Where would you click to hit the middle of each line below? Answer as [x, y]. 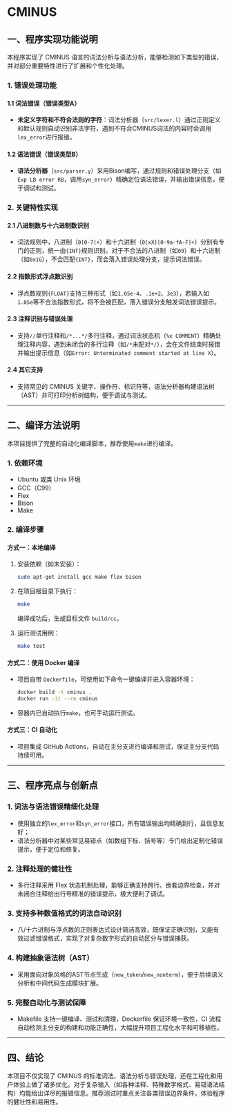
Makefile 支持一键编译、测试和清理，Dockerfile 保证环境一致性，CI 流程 [119, 1019]
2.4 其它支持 [25, 370]
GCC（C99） [36, 488]
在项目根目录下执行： [47, 591]
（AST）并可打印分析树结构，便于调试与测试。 [84, 395]
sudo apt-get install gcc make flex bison [79, 577]
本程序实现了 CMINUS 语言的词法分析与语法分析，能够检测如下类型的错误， [115, 57]
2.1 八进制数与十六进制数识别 [48, 225]
